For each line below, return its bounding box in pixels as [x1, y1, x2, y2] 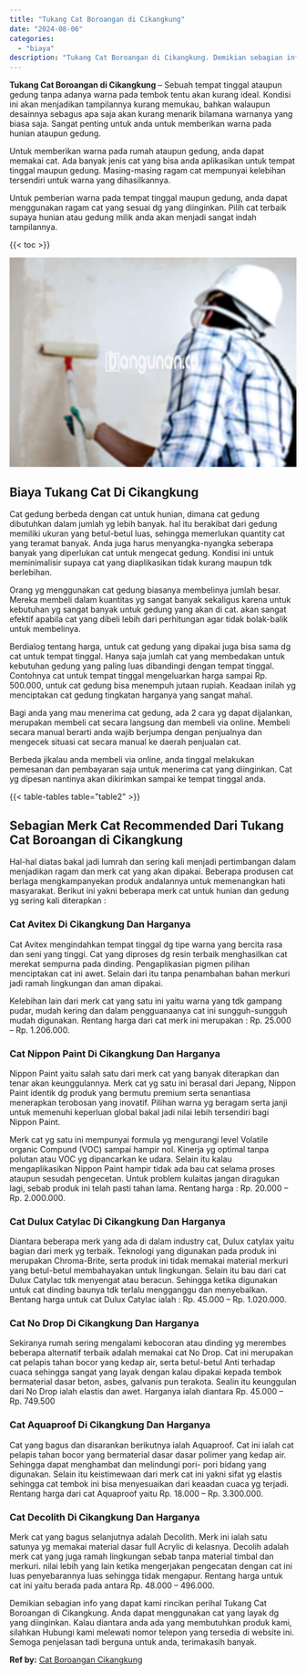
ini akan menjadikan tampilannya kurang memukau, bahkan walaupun [9, 99, 270, 110]
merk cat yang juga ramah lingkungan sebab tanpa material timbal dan [9, 1551, 275, 1562]
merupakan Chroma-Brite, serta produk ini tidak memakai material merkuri [9, 1256, 289, 1267]
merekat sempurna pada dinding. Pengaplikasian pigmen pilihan [9, 958, 250, 969]
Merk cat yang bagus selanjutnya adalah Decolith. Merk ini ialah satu [9, 1532, 268, 1542]
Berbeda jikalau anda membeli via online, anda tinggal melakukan [9, 754, 255, 765]
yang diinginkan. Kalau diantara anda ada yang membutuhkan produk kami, [9, 1617, 292, 1628]
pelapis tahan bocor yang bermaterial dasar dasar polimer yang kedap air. [9, 1448, 287, 1460]
